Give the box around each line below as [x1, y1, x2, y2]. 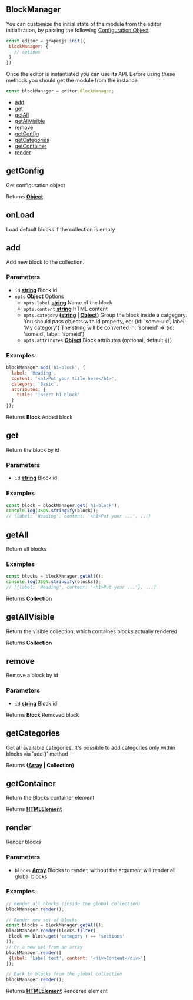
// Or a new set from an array [6, 944, 83, 950]
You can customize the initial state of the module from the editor [6, 20, 162, 27]
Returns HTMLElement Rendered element [6, 988, 108, 995]
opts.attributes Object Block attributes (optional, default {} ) [23, 336, 172, 343]
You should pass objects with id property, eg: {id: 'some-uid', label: [23, 317, 187, 324]
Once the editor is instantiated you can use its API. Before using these [6, 71, 175, 78]
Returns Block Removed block [6, 711, 79, 718]
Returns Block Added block [6, 413, 73, 420]
